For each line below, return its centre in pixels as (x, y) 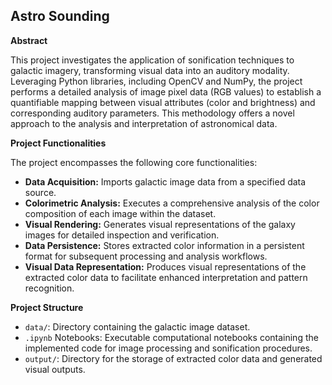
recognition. (49, 288)
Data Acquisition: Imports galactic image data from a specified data (165, 181)
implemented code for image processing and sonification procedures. (168, 348)
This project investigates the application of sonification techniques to (152, 60)
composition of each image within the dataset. (120, 213)
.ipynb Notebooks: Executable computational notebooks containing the (171, 337)
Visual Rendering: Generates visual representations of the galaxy (160, 224)
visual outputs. (55, 369)
